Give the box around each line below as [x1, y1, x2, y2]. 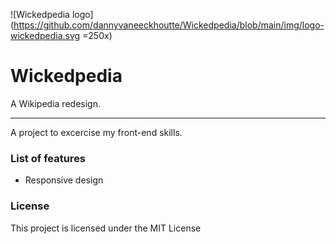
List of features [10, 151, 87, 165]
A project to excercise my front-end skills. [10, 126, 183, 138]
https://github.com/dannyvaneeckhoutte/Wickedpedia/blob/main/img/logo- [13, 19, 325, 31]
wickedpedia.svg [10, 30, 81, 41]
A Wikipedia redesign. [10, 97, 101, 109]
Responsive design [24, 174, 104, 186]
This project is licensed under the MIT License [10, 222, 202, 234]
